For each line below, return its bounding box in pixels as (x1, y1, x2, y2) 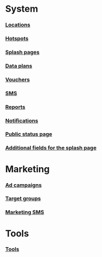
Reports (5, 103, 25, 110)
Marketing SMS (5, 209, 45, 216)
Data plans (5, 62, 32, 69)
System (5, 3, 39, 15)
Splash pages (5, 48, 40, 56)
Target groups (5, 195, 41, 202)
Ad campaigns (5, 182, 42, 189)
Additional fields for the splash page (5, 144, 97, 151)
